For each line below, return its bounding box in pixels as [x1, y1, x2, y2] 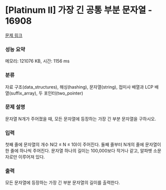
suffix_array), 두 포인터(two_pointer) [10, 90, 83, 96]
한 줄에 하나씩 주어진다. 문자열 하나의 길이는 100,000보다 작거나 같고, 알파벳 [5, 148, 153, 154]
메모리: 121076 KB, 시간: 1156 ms [5, 58, 70, 64]
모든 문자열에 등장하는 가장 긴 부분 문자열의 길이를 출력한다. [5, 180, 120, 186]
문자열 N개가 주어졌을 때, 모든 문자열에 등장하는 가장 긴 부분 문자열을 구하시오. [5, 116, 156, 122]
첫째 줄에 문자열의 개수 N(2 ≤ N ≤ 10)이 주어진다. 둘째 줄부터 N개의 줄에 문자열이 [5, 142, 162, 147]
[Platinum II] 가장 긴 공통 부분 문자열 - [5, 4, 153, 16]
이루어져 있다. [18, 154, 45, 160]
